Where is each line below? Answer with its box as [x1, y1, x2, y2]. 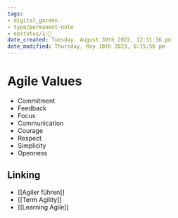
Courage [17, 126, 44, 134]
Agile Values [7, 73, 82, 89]
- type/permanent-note [7, 23, 74, 30]
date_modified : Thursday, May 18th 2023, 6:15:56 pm [7, 43, 165, 50]
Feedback [17, 103, 47, 113]
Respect [17, 134, 42, 142]
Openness [17, 148, 48, 157]
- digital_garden [7, 17, 58, 24]
